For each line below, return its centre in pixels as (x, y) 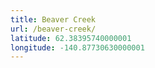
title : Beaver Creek (53, 19)
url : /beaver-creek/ (53, 29)
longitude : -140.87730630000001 (77, 47)
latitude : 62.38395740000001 (71, 38)
